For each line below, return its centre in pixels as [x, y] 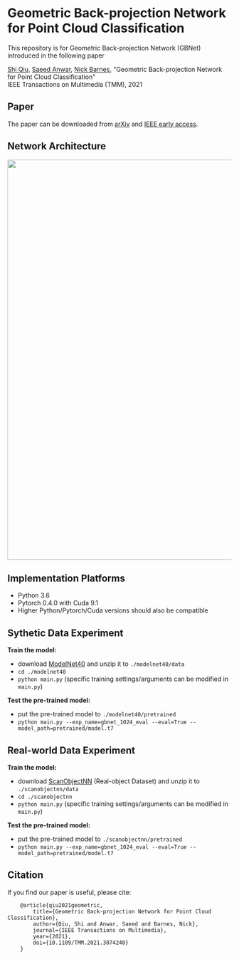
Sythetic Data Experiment [65, 633]
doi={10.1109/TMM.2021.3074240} [81, 943]
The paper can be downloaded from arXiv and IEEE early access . [103, 124]
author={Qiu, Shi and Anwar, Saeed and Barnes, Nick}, [116, 924]
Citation [26, 875]
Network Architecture [57, 146]
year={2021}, [52, 936]
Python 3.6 [33, 595]
